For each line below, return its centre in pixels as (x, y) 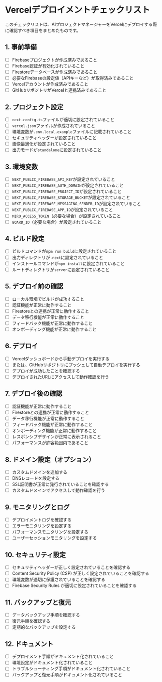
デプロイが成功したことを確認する (46, 371)
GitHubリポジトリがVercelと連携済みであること (59, 90)
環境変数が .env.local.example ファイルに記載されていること (72, 132)
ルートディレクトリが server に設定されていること (61, 269)
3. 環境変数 (22, 167)
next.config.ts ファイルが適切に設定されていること (63, 119)
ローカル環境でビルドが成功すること (48, 299)
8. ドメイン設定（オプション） (50, 460)
